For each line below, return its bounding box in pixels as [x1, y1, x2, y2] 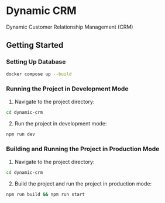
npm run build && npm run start [6, 191, 85, 197]
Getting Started [6, 40, 64, 50]
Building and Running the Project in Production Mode [6, 145, 160, 153]
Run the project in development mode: [14, 120, 107, 127]
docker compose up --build [6, 71, 72, 77]
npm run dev [6, 131, 35, 137]
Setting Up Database [6, 58, 66, 66]
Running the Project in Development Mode [6, 85, 129, 93]
